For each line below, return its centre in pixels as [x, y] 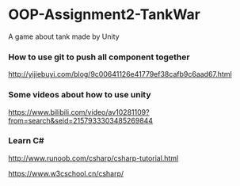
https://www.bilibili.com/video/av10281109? [79, 112]
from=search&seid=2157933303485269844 [80, 120]
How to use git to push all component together [99, 57]
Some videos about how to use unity [80, 95]
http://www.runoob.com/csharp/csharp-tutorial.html [93, 158]
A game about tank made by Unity [64, 36]
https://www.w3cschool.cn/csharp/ [66, 173]
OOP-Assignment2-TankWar [104, 15]
